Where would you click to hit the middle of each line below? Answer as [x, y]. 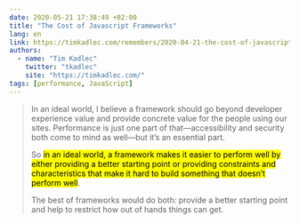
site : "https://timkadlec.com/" [85, 76]
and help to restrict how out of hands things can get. [127, 209]
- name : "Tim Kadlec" [57, 59]
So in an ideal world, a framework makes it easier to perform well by [156, 154]
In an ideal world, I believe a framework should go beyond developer [157, 108]
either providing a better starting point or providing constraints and [153, 163]
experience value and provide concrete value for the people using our [159, 118]
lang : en [25, 34]
